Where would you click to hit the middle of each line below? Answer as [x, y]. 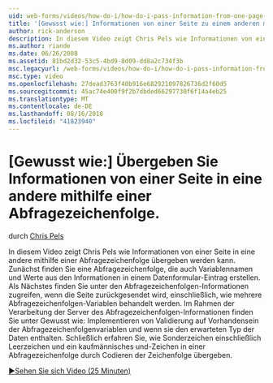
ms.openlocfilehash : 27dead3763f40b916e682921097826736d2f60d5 [118, 84]
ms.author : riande [39, 46]
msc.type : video [36, 76]
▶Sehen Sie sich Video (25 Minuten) [70, 371]
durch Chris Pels [36, 235]
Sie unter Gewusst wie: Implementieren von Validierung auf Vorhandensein [134, 321]
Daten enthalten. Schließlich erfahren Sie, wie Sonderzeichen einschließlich [135, 338]
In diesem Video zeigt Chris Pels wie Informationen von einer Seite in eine [132, 252]
